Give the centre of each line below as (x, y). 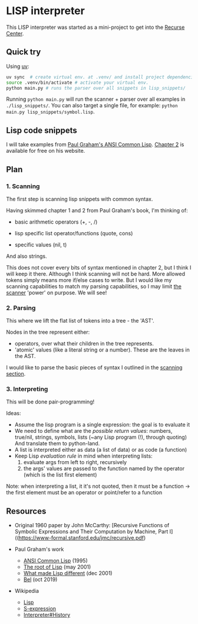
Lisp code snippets (42, 130)
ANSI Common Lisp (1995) (56, 561)
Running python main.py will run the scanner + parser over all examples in (96, 99)
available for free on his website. (46, 151)
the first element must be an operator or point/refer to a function (84, 492)
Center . (15, 33)
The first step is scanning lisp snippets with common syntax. (80, 199)
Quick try (24, 52)
